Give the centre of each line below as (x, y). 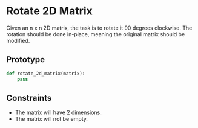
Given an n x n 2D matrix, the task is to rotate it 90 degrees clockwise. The (99, 28)
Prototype (26, 59)
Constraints (29, 98)
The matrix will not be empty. (51, 119)
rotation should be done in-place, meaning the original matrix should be (96, 34)
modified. (18, 40)
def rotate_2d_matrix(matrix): (46, 74)
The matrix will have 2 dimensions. (58, 112)
